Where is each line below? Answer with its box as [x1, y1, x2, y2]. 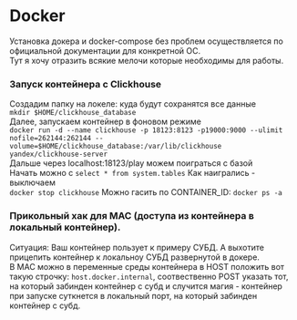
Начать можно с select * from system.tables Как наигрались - [9, 168, 256, 179]
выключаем [9, 177, 56, 188]
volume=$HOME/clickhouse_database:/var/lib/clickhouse [9, 142, 222, 151]
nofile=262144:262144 [9, 134, 92, 143]
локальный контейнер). [9, 221, 121, 233]
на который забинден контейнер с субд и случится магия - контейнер [9, 280, 282, 292]
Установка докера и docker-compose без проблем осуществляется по [9, 36, 284, 46]
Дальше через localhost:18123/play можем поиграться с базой [9, 158, 253, 169]
